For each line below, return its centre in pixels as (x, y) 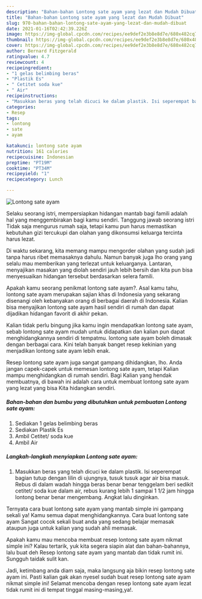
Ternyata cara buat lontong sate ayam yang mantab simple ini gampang (95, 509)
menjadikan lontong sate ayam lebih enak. (58, 351)
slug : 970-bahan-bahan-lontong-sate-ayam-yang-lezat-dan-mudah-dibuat (96, 23)
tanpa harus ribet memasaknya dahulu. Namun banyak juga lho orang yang (99, 257)
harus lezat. (21, 239)
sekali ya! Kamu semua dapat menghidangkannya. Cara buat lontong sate (97, 515)
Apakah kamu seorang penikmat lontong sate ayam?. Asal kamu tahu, (93, 288)
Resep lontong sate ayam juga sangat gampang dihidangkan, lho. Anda (94, 362)
